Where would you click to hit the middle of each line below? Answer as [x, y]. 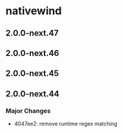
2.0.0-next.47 [32, 33]
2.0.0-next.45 [32, 74]
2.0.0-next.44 [33, 94]
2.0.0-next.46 [32, 53]
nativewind [34, 11]
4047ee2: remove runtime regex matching [66, 124]
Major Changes [28, 110]
